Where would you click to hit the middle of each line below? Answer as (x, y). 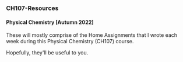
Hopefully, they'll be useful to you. (47, 53)
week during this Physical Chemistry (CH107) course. (70, 42)
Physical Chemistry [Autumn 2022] (50, 22)
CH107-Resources (32, 8)
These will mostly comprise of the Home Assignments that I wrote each (92, 35)
